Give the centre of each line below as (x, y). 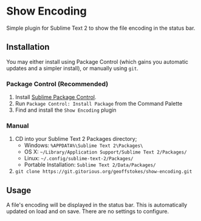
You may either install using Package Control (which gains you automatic (97, 61)
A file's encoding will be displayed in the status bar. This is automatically (97, 205)
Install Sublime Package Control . (56, 97)
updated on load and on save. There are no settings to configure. (87, 211)
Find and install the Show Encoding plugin (66, 110)
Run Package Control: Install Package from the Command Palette (99, 104)
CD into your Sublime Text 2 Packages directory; (76, 139)
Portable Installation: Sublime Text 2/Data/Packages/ (90, 165)
